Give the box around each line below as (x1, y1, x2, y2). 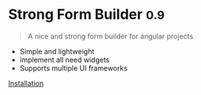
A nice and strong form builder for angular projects (27, 31, 194, 41)
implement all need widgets (19, 55, 110, 64)
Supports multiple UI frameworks (19, 63, 128, 72)
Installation (8, 79, 44, 88)
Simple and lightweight (19, 46, 95, 56)
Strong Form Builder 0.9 (8, 5, 165, 24)
